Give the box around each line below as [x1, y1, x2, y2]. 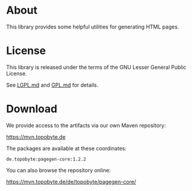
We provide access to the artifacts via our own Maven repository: [6, 122, 166, 129]
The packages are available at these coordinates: [6, 145, 127, 152]
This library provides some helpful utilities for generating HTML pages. [6, 23, 180, 30]
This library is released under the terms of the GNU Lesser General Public [6, 63, 187, 71]
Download [6, 102, 58, 116]
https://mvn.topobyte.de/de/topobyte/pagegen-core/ [6, 178, 137, 185]
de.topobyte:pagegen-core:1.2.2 [6, 156, 86, 162]
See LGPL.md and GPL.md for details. [6, 81, 99, 88]
